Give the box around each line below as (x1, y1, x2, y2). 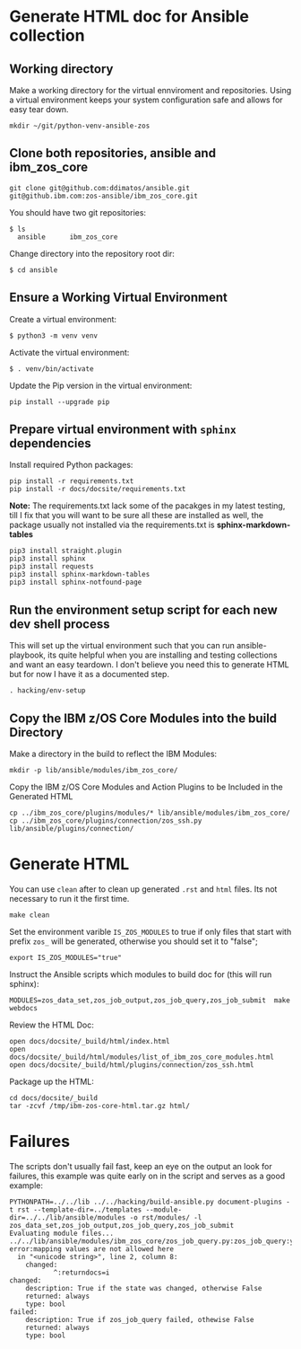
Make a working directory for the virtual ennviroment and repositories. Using (9, 85, 292, 95)
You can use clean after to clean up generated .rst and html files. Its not (9, 884, 278, 895)
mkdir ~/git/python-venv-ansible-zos (9, 121, 150, 130)
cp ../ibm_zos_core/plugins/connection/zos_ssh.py (9, 816, 202, 825)
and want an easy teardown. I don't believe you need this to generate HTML (9, 659, 289, 670)
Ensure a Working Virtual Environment (9, 290, 228, 305)
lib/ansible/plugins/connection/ (9, 824, 134, 833)
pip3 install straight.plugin (9, 546, 123, 556)
